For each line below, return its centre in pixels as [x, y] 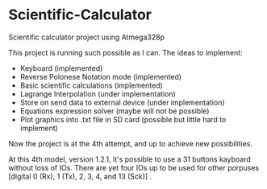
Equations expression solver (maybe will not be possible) [115, 111]
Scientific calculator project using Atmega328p [87, 37]
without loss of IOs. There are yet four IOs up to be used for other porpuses [134, 167]
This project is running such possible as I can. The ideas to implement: [126, 52]
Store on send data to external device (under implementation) [122, 102]
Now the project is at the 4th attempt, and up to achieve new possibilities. [130, 143]
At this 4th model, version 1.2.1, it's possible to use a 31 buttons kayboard [130, 159]
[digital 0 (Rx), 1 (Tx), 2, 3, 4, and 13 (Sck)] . [80, 176]
